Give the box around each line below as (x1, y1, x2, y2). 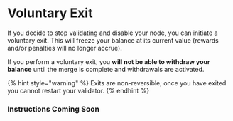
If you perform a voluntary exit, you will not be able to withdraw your (7, 57, 210, 65)
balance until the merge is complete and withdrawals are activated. (7, 65, 205, 73)
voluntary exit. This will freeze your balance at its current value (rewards (7, 36, 219, 44)
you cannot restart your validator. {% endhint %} (7, 86, 150, 95)
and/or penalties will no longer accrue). (7, 43, 123, 52)
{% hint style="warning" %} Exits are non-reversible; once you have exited (7, 78, 227, 87)
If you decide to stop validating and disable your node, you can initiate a (7, 28, 218, 37)
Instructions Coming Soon (7, 104, 99, 114)
